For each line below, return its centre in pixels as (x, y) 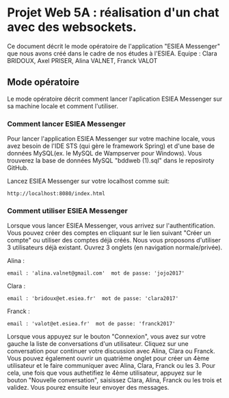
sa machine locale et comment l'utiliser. (63, 106)
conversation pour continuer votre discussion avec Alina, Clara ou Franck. (111, 351)
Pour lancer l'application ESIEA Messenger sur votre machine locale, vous (111, 139)
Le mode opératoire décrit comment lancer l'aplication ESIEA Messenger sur (115, 99)
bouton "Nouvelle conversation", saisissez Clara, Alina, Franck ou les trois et (114, 380)
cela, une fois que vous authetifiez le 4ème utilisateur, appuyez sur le (105, 373)
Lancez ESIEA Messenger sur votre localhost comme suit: (88, 181)
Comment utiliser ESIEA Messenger (67, 210)
